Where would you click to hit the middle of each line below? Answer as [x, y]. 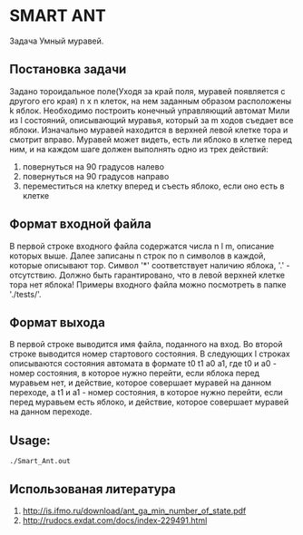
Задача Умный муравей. [57, 41]
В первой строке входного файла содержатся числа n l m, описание [142, 246]
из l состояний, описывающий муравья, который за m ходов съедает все [151, 120]
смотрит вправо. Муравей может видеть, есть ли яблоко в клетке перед [151, 139]
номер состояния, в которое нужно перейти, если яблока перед [135, 374]
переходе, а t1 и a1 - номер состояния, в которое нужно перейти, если [146, 393]
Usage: [30, 440]
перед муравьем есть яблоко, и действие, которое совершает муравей [149, 402]
